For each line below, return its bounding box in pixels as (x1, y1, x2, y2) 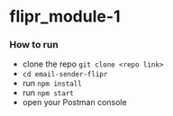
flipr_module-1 (9, 6, 121, 27)
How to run (9, 39, 59, 51)
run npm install (22, 78, 83, 89)
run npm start (22, 87, 74, 98)
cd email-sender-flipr (22, 70, 108, 79)
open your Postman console (22, 97, 128, 108)
